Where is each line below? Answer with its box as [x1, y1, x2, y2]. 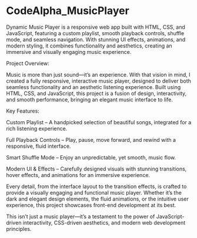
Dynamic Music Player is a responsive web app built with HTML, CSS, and [6, 23, 185, 30]
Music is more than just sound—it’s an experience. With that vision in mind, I [6, 71, 191, 78]
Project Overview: [6, 60, 50, 67]
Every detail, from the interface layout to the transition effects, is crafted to [6, 183, 187, 190]
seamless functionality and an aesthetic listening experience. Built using [6, 83, 181, 90]
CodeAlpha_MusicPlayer [6, 4, 129, 18]
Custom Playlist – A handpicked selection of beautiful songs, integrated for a [6, 118, 192, 125]
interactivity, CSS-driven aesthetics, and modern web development [22, 219, 186, 226]
